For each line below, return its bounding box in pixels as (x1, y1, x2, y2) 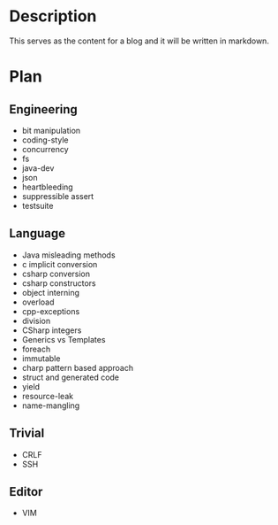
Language (9, 226, 66, 241)
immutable (21, 352, 61, 364)
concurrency (21, 143, 69, 154)
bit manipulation (21, 125, 81, 135)
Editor (9, 484, 43, 499)
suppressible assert (21, 190, 94, 201)
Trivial (9, 426, 45, 441)
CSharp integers (21, 325, 82, 336)
